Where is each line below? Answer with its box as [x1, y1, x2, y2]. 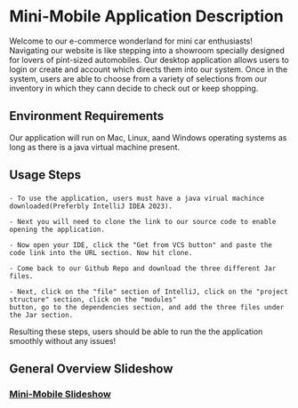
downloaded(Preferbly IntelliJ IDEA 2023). [9, 202, 173, 211]
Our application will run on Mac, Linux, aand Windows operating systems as [9, 132, 287, 143]
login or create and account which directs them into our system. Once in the [9, 64, 288, 75]
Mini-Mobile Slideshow [9, 388, 111, 401]
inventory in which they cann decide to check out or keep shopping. [9, 83, 259, 93]
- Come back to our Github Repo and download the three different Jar [9, 264, 277, 273]
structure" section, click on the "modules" [9, 295, 177, 304]
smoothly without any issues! [9, 336, 117, 347]
